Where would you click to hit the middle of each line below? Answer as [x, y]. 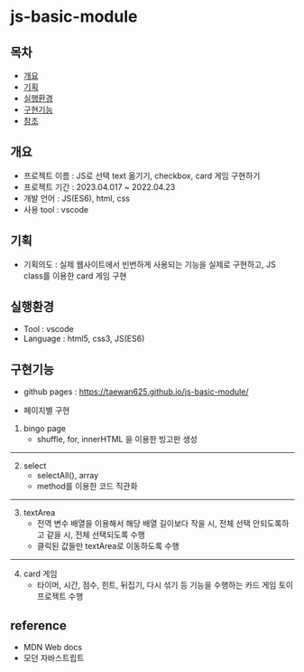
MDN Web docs [53, 648]
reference [38, 625]
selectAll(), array [68, 476]
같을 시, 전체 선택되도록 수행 [96, 535]
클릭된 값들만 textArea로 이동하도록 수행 [108, 546]
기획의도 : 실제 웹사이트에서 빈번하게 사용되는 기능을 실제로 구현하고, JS [149, 264]
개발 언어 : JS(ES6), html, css [76, 198]
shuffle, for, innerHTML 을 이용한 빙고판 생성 [117, 440]
